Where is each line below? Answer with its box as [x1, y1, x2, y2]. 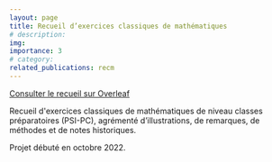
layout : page [9, 13, 59, 22]
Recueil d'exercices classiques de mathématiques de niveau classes [9, 105, 263, 116]
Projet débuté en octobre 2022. [9, 141, 126, 153]
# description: [9, 30, 67, 39]
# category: [9, 55, 54, 64]
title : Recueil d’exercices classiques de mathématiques [9, 22, 228, 31]
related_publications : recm [9, 64, 115, 73]
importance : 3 [9, 47, 63, 56]
